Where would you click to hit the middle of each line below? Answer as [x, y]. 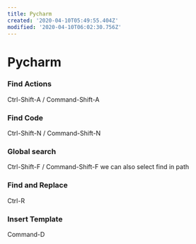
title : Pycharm [30, 14]
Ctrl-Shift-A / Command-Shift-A [53, 99]
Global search [32, 151]
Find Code [25, 117]
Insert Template [35, 219]
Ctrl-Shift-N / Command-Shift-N [54, 133]
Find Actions [29, 84]
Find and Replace [38, 185]
